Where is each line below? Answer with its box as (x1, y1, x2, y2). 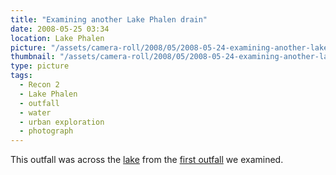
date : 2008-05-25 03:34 (10, 24, 110, 34)
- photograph (19, 126, 74, 136)
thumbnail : (10, 52, 56, 62)
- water (19, 107, 52, 118)
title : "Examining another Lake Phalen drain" (10, 14, 208, 25)
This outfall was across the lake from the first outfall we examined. (10, 154, 284, 166)
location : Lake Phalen (10, 33, 105, 43)
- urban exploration (19, 117, 105, 127)
